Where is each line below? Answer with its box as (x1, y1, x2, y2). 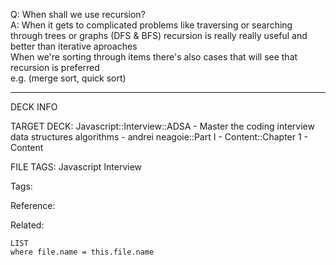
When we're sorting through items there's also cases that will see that (10, 51, 298, 63)
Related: (10, 219, 45, 231)
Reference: (10, 200, 56, 211)
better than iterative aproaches (10, 40, 138, 52)
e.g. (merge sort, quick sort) (10, 72, 127, 84)
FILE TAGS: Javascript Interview (10, 161, 143, 173)
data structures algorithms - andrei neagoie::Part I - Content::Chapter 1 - (10, 131, 309, 143)
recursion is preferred (10, 62, 100, 73)
